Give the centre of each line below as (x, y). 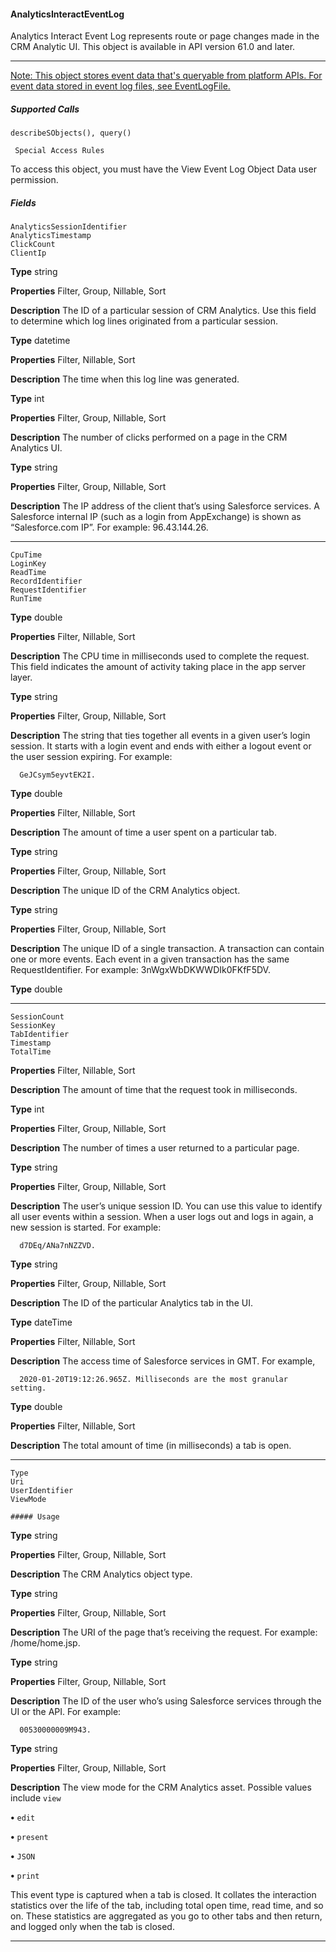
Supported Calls (45, 109)
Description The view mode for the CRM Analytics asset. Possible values (161, 1787)
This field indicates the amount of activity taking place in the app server (158, 667)
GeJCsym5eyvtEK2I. (58, 775)
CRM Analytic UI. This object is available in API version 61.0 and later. (153, 47)
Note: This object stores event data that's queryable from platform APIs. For (166, 76)
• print (25, 1876)
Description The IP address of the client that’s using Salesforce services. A (165, 506)
